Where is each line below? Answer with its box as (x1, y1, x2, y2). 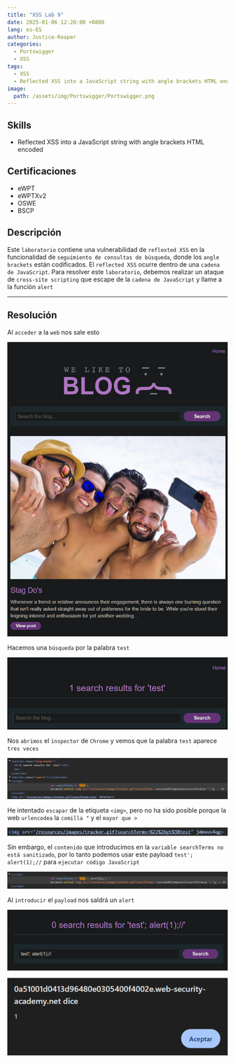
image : (7, 85, 27, 92)
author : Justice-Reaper (7, 34, 77, 41)
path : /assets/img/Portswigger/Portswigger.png (13, 92, 155, 99)
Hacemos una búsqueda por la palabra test (7, 643, 130, 652)
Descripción (7, 227, 62, 239)
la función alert (7, 282, 54, 290)
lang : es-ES (7, 26, 42, 33)
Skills (7, 119, 31, 131)
